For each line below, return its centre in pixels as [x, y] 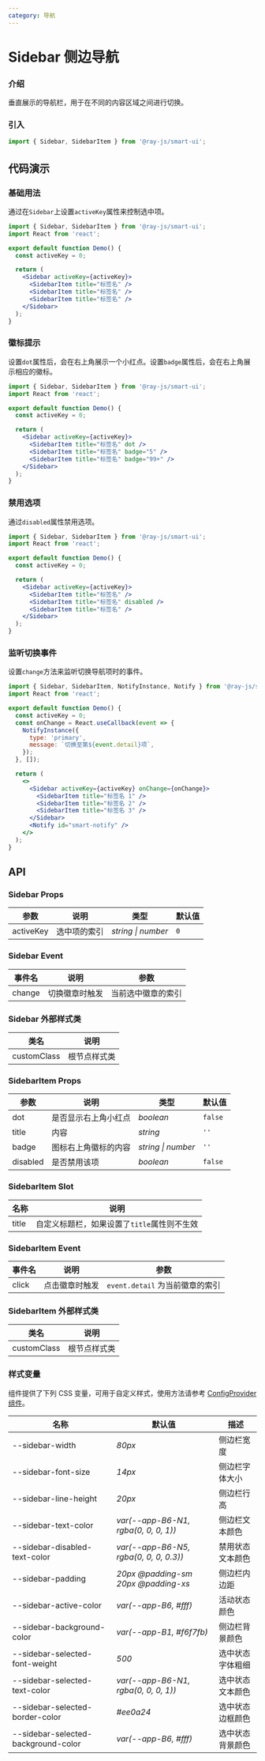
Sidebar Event [36, 956]
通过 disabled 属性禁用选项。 [54, 522]
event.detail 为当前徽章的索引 [164, 1285]
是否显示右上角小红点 [91, 1118]
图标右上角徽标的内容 [91, 1148]
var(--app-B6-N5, [153, 1547]
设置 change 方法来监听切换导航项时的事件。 [78, 672]
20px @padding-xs [153, 1583]
